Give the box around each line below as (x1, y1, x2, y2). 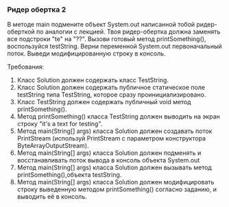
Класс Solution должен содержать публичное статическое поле (16, 84, 206, 92)
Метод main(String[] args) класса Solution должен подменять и (16, 149, 202, 157)
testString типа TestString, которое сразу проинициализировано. (16, 90, 206, 99)
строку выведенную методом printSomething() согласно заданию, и (16, 185, 217, 193)
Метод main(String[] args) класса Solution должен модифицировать (16, 178, 215, 186)
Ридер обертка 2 (7, 5, 67, 14)
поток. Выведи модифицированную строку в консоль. (7, 49, 166, 58)
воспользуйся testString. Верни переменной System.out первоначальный (7, 42, 222, 51)
